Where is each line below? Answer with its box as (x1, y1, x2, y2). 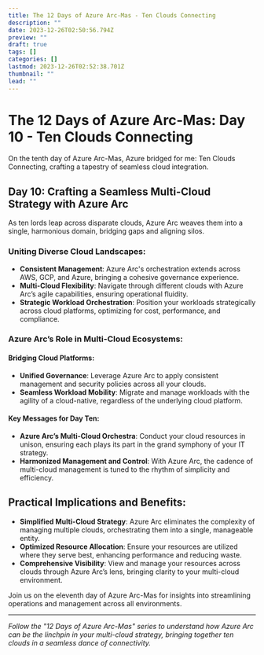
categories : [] (8, 56, 58, 64)
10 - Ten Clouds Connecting (8, 127, 194, 145)
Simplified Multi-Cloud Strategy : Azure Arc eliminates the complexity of (19, 517, 255, 526)
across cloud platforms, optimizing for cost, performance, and (19, 306, 222, 315)
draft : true (8, 41, 47, 49)
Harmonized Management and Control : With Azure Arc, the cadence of (19, 456, 254, 465)
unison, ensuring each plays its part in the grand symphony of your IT (19, 440, 245, 449)
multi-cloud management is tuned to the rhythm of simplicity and (19, 465, 230, 474)
